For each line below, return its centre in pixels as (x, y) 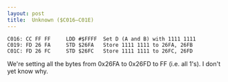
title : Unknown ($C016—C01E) (51, 20)
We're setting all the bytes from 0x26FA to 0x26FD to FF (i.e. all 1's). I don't (114, 63)
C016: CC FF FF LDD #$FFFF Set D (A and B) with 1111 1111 (102, 39)
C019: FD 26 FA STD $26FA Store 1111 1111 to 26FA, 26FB (100, 45)
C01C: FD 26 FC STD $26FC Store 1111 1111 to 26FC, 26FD (100, 51)
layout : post (26, 13)
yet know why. (28, 71)
